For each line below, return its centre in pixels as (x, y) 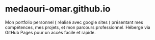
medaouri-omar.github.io (58, 9)
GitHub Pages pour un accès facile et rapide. (51, 32)
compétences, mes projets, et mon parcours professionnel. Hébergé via (78, 27)
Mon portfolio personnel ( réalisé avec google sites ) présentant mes (74, 22)
